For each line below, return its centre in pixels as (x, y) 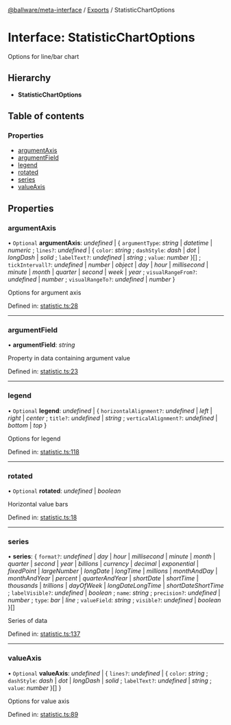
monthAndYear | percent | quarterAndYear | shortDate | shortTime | (103, 578)
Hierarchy (29, 78)
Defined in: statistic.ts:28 (43, 306)
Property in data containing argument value (69, 358)
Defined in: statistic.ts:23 (43, 371)
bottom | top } (27, 425)
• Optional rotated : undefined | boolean (64, 491)
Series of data (27, 621)
